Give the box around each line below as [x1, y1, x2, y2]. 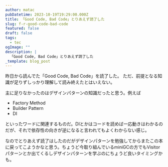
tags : [5, 36, 17, 41]
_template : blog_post [5, 59, 51, 64]
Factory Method [12, 100, 46, 106]
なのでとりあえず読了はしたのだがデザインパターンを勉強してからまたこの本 [5, 138, 163, 144]
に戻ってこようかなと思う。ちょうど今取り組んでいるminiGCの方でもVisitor [5, 144, 160, 150]
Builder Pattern [12, 105, 44, 111]
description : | [5, 49, 37, 54]
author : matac [5, 7, 35, 13]
